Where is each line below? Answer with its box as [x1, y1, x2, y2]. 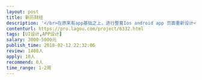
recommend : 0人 [6, 59, 43, 65]
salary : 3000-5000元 [6, 37, 57, 43]
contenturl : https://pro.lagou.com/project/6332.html [6, 25, 144, 32]
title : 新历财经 [6, 14, 43, 20]
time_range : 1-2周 [6, 64, 52, 71]
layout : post [6, 8, 39, 15]
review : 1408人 [6, 48, 43, 54]
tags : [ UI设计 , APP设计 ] [6, 31, 62, 37]
